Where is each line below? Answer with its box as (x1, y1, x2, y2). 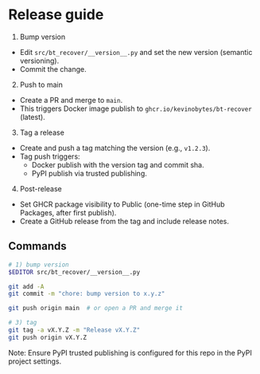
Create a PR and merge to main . (19, 95, 123, 104)
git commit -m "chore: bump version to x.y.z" (8, 289, 165, 298)
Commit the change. (19, 64, 87, 73)
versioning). (19, 56, 60, 65)
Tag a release (19, 128, 65, 137)
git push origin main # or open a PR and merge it (8, 305, 183, 313)
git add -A (8, 282, 45, 290)
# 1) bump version (8, 261, 69, 269)
